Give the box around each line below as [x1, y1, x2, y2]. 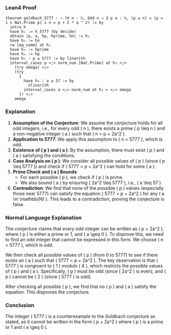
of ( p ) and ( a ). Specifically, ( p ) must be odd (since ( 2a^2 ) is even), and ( [5, 268, 166, 274]
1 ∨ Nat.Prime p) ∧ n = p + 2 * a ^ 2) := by [5, 20, 104, 26]
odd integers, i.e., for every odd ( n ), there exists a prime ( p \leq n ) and [12, 125, 165, 131]
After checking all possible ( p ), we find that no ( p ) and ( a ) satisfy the [5, 283, 157, 289]
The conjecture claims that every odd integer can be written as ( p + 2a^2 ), [5, 226, 164, 232]
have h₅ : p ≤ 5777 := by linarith [10, 56, 86, 61]
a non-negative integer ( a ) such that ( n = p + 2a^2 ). [12, 130, 126, 137]
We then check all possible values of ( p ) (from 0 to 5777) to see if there [5, 252, 158, 258]
